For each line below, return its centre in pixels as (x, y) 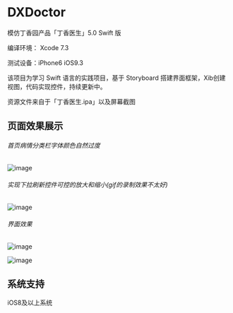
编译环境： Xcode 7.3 (38, 47)
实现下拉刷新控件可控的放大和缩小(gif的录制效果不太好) (88, 185)
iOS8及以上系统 (30, 302)
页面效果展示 (35, 126)
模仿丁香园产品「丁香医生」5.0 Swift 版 (64, 33)
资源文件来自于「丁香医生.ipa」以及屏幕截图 (71, 101)
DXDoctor (36, 12)
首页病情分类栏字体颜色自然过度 (54, 145)
